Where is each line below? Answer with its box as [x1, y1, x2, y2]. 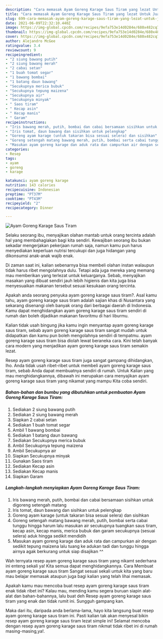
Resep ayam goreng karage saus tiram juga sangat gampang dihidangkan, [5, 358, 154, 363]
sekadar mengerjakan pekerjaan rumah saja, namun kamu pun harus [5, 243, 142, 248]
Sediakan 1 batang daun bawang [12, 432, 78, 438]
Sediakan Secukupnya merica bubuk [12, 438, 86, 443]
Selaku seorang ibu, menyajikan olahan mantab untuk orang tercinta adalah [5, 232, 156, 238]
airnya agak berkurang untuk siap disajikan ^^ [12, 549, 104, 555]
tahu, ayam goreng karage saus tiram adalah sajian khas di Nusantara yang [5, 297, 155, 303]
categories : [5, 147, 30, 152]
